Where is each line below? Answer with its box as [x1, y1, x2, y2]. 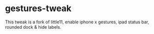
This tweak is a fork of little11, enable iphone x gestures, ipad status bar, [5, 19, 150, 25]
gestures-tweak [5, 3, 72, 14]
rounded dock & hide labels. [5, 24, 61, 30]
